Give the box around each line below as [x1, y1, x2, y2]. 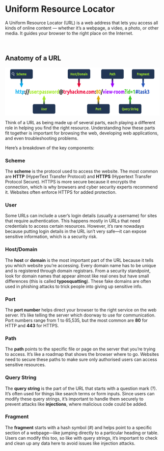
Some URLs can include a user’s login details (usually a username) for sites [5, 213, 157, 219]
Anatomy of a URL [5, 54, 61, 63]
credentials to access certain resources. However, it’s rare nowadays [5, 223, 144, 229]
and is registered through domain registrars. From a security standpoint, [5, 268, 151, 274]
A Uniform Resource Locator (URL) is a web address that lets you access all [5, 20, 159, 26]
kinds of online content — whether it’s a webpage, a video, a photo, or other [5, 25, 159, 31]
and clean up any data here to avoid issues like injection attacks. [5, 440, 136, 446]
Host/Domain [5, 246, 38, 253]
